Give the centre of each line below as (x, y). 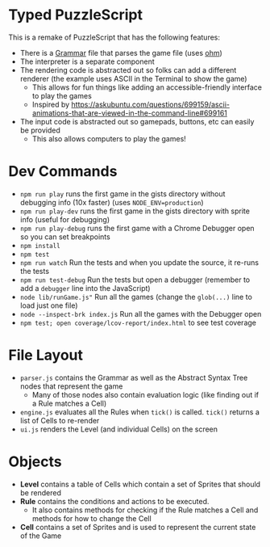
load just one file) (49, 305)
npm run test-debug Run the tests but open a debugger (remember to (135, 280)
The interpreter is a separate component (87, 61)
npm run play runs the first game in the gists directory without (123, 194)
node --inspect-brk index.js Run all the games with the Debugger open (141, 313)
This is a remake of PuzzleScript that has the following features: (114, 37)
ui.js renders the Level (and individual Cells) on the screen (119, 429)
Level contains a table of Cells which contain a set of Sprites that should (140, 484)
